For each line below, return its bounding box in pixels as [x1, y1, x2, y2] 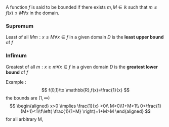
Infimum [6, 52, 27, 59]
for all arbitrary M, [6, 116, 44, 122]
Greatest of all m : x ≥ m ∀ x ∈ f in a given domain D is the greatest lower [6, 63, 158, 70]
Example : [6, 79, 27, 85]
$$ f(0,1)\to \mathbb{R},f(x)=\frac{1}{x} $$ [41, 87, 130, 93]
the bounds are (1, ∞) [6, 94, 50, 101]
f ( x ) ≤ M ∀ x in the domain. [6, 10, 60, 16]
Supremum [6, 22, 34, 29]
